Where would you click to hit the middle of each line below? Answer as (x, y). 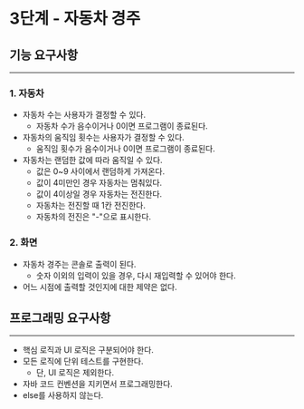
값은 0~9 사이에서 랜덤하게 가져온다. (100, 171)
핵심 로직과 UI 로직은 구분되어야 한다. (88, 350)
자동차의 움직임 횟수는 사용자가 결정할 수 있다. (104, 138)
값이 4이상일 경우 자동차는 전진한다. (99, 194)
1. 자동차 (27, 93)
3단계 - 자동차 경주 (75, 19)
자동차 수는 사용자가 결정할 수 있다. (84, 115)
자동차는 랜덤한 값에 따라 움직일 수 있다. (92, 161)
